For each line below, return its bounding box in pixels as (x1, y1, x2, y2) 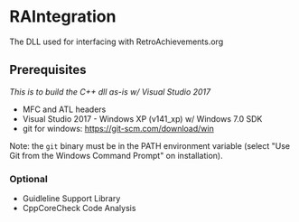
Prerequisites (9, 62, 87, 78)
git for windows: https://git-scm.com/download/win (22, 123, 214, 134)
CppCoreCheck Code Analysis (22, 203, 136, 214)
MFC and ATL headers (22, 104, 107, 115)
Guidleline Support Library (22, 193, 121, 204)
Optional (9, 172, 48, 185)
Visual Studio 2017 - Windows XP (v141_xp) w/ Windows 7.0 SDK (22, 113, 263, 124)
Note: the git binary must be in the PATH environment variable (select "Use (9, 140, 291, 151)
